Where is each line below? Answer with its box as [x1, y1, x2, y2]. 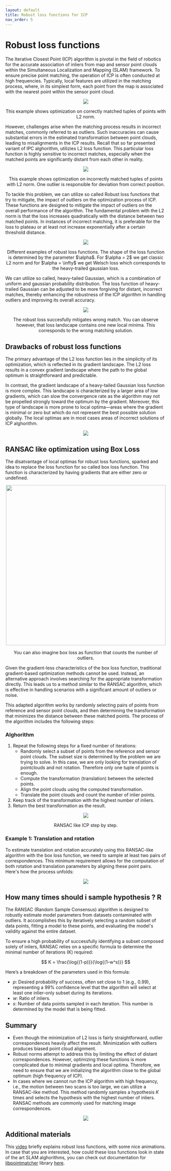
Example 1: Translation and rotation [5, 835, 94, 842]
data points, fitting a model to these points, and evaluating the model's [5, 923, 154, 929]
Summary [5, 1021, 37, 1029]
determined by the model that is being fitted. [12, 1006, 107, 1013]
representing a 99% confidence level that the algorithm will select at [12, 984, 157, 991]
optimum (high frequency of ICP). [12, 1073, 83, 1079]
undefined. [5, 475, 28, 481]
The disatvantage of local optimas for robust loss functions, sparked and [5, 458, 158, 465]
